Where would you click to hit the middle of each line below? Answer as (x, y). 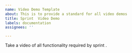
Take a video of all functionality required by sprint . (56, 45)
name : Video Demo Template (32, 9)
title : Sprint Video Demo (32, 18)
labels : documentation (28, 23)
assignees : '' (19, 27)
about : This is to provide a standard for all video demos (66, 14)
